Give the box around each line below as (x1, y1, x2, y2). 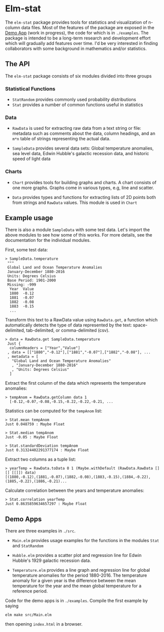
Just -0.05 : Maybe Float (5, 435, 58, 440)
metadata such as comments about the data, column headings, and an (12, 130, 156, 136)
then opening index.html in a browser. (5, 621, 83, 627)
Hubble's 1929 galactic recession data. (12, 557, 91, 563)
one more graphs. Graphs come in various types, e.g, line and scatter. (12, 185, 154, 191)
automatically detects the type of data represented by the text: (5, 322, 132, 328)
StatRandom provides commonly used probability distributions (12, 97, 136, 103)
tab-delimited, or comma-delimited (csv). (26, 327, 110, 333)
